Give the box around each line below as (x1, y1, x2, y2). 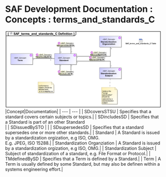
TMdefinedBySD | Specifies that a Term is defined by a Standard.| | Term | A (5, 156, 161, 162)
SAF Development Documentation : (5, 3, 153, 15)
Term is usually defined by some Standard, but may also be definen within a (5, 161, 160, 167)
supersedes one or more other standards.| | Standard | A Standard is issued (5, 130, 160, 135)
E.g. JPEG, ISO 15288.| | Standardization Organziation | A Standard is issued (5, 140, 161, 146)
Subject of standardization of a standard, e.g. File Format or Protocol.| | (5, 151, 151, 157)
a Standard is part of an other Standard (5, 119, 85, 125)
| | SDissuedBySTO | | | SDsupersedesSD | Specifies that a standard (5, 125, 144, 131)
